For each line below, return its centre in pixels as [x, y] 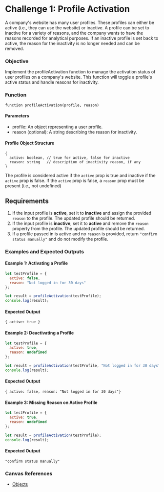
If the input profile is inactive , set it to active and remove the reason [80, 223]
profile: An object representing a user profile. [57, 127]
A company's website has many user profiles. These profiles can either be [80, 22]
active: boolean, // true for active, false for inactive [70, 157]
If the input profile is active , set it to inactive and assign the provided [82, 213]
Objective [17, 61]
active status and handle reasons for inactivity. [52, 82]
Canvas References [29, 473]
